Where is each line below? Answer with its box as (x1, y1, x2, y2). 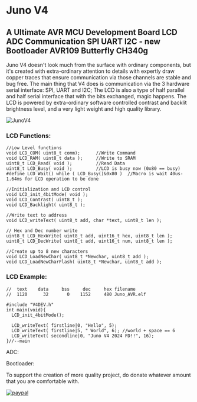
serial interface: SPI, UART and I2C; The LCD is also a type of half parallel (6, 86, 185, 94)
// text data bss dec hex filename (6, 286, 136, 292)
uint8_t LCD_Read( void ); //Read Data (6, 160, 126, 166)
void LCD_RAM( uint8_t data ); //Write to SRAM (6, 155, 136, 162)
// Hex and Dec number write (6, 228, 78, 234)
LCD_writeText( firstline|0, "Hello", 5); (11, 322, 117, 329)
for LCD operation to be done (24, 176, 99, 182)
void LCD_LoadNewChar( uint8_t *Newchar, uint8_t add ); (6, 254, 149, 260)
